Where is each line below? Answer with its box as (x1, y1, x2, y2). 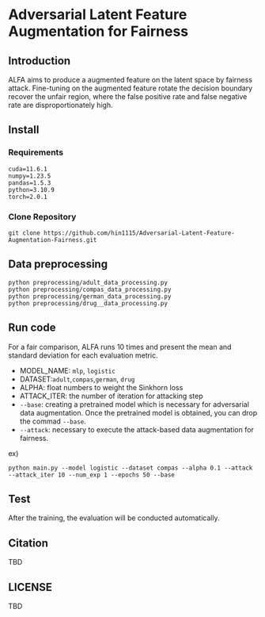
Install (8, 123, 40, 136)
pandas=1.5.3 (8, 178, 51, 187)
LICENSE (8, 581, 53, 594)
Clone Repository (8, 211, 77, 222)
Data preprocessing (8, 258, 108, 271)
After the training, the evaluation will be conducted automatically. (8, 513, 220, 523)
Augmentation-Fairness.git (8, 236, 97, 243)
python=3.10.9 (8, 186, 55, 194)
